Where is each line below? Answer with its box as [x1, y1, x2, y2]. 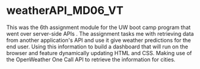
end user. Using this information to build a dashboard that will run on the [6, 43, 188, 50]
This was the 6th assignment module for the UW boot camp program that [6, 24, 191, 31]
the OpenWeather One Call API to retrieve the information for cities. [6, 56, 176, 63]
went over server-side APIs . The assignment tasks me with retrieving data [6, 30, 194, 37]
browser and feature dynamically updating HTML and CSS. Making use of [6, 49, 193, 56]
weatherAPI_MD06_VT [6, 4, 124, 18]
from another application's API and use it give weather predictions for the [6, 36, 191, 44]
